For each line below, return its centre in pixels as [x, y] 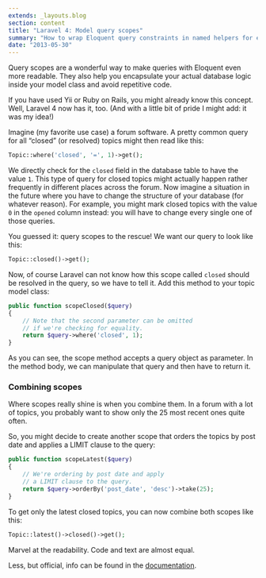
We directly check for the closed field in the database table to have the [123, 170]
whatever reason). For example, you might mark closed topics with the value [133, 204]
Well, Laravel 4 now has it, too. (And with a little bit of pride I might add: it [127, 109]
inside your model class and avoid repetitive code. [90, 85]
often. [18, 421]
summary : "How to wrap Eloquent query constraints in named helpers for [131, 38]
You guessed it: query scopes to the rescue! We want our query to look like [131, 236]
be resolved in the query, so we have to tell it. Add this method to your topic [131, 283]
